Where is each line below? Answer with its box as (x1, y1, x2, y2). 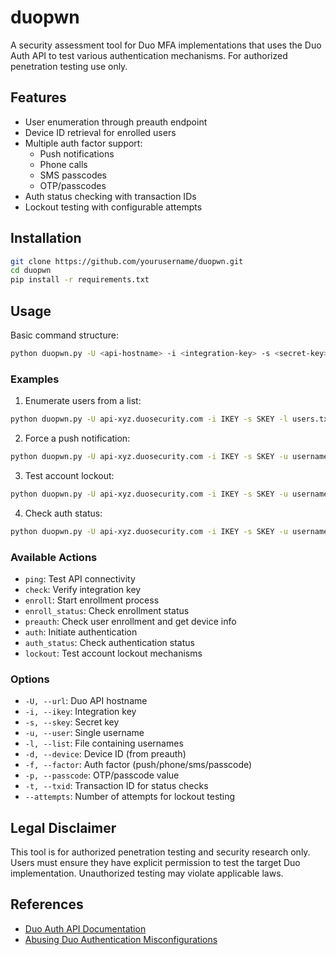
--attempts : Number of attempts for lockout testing (24, 791, 236, 803)
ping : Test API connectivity (24, 572, 136, 585)
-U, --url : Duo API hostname (24, 695, 148, 707)
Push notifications (39, 147, 115, 160)
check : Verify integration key (24, 583, 142, 595)
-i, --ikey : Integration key (24, 706, 137, 718)
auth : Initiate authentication (24, 626, 138, 638)
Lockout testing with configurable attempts (24, 201, 203, 213)
